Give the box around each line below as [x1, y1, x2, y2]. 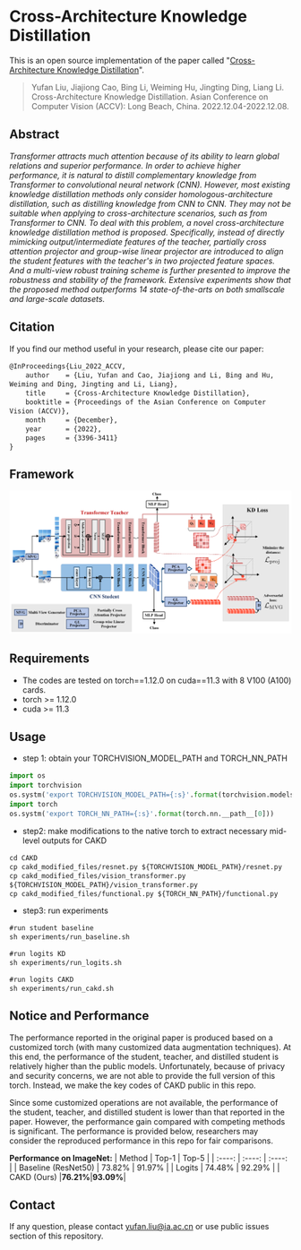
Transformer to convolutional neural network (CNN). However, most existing [9, 179, 291, 190]
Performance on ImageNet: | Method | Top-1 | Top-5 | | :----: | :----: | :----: [9, 1152, 288, 1163]
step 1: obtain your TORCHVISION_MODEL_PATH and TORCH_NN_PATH [21, 753, 288, 763]
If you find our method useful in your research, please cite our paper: [9, 343, 264, 354]
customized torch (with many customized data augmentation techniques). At [9, 1041, 291, 1052]
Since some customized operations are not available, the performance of [9, 1097, 279, 1108]
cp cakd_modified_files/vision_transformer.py [9, 871, 186, 880]
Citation [9, 320, 56, 335]
